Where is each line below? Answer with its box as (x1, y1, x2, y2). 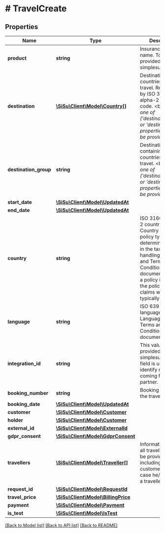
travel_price (7, 494, 36, 500)
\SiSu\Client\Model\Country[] (55, 103, 127, 109)
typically (139, 295, 160, 301)
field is (139, 360, 156, 367)
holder (7, 417, 24, 424)
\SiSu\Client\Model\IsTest (55, 510, 118, 516)
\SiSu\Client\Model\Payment (55, 502, 125, 508)
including (139, 459, 162, 466)
